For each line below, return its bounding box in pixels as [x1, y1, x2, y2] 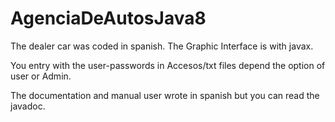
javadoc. [10, 100, 46, 112]
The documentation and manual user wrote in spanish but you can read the [10, 89, 320, 101]
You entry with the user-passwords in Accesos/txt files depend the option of [10, 59, 326, 71]
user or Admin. [10, 70, 72, 82]
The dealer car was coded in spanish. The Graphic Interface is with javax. [10, 40, 314, 52]
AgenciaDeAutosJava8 [10, 7, 207, 30]
